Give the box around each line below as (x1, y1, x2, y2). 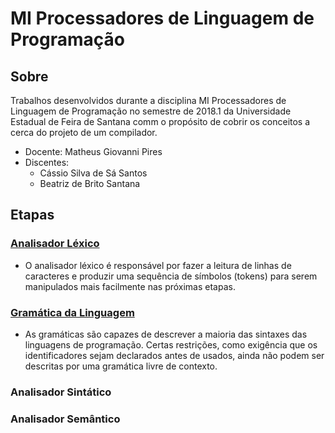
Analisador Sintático (10, 385, 112, 399)
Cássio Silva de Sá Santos (39, 167, 148, 179)
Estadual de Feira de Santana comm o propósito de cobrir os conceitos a (10, 116, 311, 127)
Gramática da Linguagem (10, 305, 135, 319)
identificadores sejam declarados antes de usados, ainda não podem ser (24, 349, 325, 361)
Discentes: (24, 157, 70, 168)
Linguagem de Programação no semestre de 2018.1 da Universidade (10, 105, 292, 117)
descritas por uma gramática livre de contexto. (24, 360, 218, 372)
